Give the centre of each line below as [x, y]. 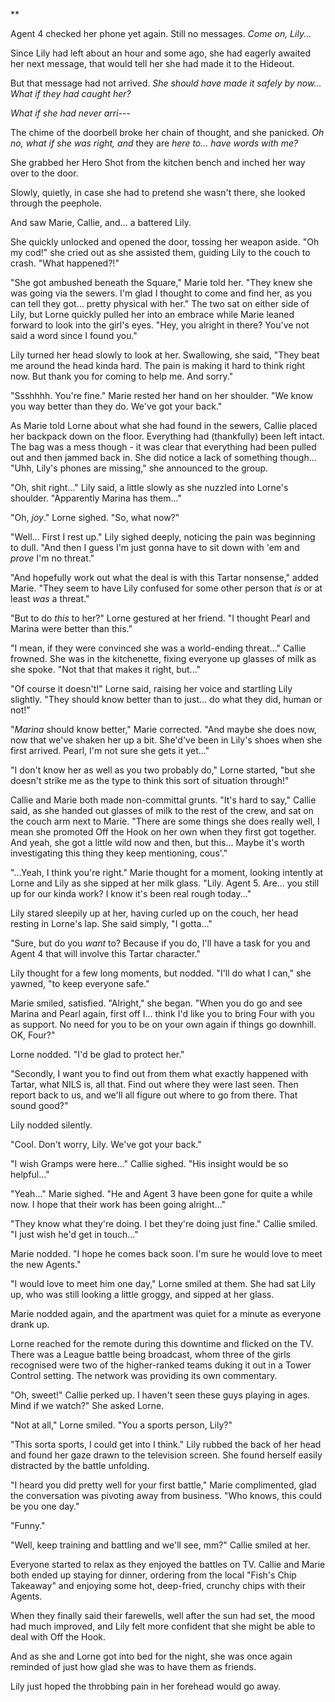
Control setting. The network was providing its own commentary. [144, 1375]
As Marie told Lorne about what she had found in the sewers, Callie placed [164, 425]
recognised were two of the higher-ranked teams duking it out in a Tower [161, 1365]
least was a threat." [50, 598]
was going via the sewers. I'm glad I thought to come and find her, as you [161, 293]
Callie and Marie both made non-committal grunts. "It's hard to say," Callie [163, 800]
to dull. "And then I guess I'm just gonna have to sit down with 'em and [155, 547]
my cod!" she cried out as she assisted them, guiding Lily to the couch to [160, 252]
